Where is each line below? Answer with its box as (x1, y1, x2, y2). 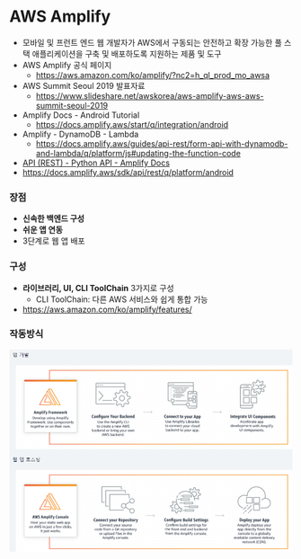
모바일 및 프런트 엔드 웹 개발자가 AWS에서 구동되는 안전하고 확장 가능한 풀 (22, 37, 283, 48)
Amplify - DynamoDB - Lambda (22, 129, 139, 139)
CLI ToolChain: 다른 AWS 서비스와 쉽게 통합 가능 (35, 294, 208, 305)
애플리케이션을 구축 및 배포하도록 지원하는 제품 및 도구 (31, 48, 222, 59)
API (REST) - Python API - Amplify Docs (22, 157, 171, 168)
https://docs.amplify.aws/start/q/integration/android (35, 119, 229, 129)
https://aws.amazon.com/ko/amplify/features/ (22, 304, 192, 315)
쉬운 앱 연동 (22, 225, 63, 235)
